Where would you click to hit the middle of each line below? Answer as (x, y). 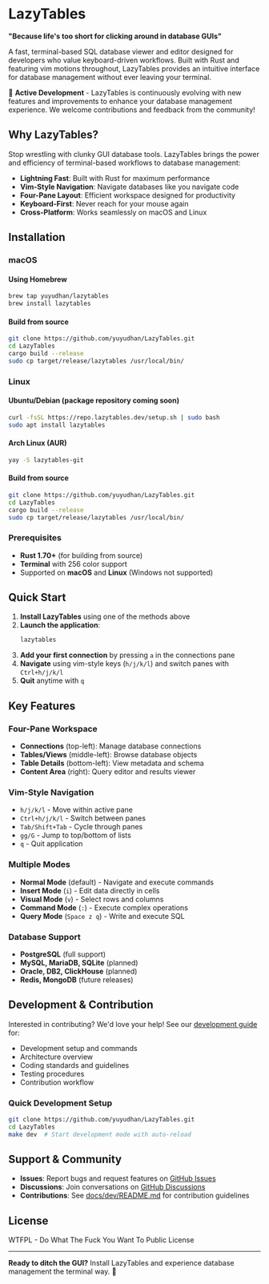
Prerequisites (35, 538)
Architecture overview (56, 1057)
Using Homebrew (38, 279)
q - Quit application (51, 844)
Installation (37, 237)
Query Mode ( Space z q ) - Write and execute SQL (102, 916)
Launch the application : (60, 625)
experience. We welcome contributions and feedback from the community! (132, 110)
